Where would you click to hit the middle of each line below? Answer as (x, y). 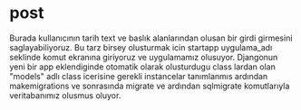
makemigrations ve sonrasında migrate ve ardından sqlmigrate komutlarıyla (150, 86)
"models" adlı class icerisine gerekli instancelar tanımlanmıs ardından (139, 76)
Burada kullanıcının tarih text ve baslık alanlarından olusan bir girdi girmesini (151, 38)
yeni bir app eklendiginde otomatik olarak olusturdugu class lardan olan (143, 67)
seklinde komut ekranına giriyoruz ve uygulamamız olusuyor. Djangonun (144, 57)
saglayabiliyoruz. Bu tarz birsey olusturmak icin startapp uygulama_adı (141, 47)
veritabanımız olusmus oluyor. (65, 95)
